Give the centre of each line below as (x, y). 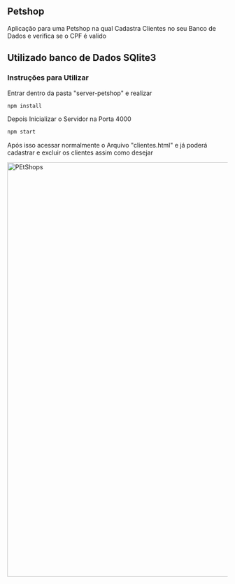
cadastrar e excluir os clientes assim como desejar (80, 152)
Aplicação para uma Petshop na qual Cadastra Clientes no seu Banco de (112, 28)
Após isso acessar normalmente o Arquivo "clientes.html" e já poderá (107, 145)
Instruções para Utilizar (48, 78)
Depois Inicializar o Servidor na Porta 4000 (69, 119)
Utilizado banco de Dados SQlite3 (82, 58)
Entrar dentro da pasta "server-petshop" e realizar (80, 93)
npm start (22, 132)
